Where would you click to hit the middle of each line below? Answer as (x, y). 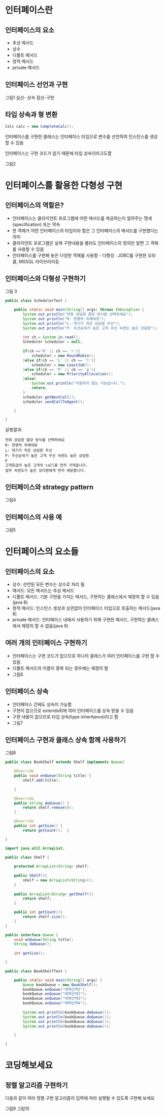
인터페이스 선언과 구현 (36, 85)
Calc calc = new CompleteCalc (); (39, 126)
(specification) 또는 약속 (36, 224)
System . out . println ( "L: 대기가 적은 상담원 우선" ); (72, 323)
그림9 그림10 (17, 1109)
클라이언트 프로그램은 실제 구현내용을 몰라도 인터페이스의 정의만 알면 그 (81, 243)
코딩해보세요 (29, 1065)
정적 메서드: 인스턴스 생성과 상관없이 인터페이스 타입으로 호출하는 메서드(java (86, 608)
